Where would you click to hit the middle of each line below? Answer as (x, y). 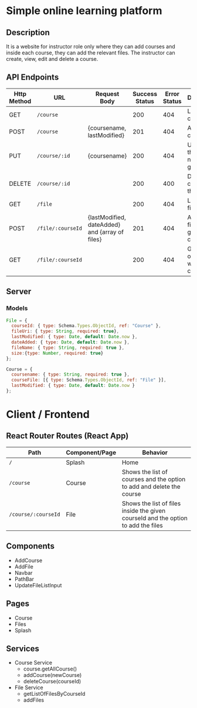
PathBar (24, 579)
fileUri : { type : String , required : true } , (65, 331)
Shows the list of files (151, 503)
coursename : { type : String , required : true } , (71, 375)
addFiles (34, 700)
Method (20, 101)
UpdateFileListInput (38, 585)
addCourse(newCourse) (52, 675)
